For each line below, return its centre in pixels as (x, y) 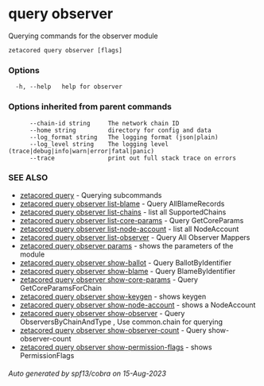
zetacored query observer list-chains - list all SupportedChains (123, 212)
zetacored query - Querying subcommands (91, 195)
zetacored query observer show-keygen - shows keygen (113, 296)
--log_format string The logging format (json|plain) (124, 137)
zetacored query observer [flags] (66, 50)
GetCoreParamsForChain (60, 288)
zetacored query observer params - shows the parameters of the (126, 245)
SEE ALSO (28, 178)
